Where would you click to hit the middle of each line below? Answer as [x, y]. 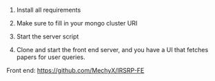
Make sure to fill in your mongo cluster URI [77, 23]
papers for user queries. [51, 57]
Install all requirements [49, 10]
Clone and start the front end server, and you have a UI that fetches [112, 50]
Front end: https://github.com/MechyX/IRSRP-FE [75, 70]
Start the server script [48, 36]
